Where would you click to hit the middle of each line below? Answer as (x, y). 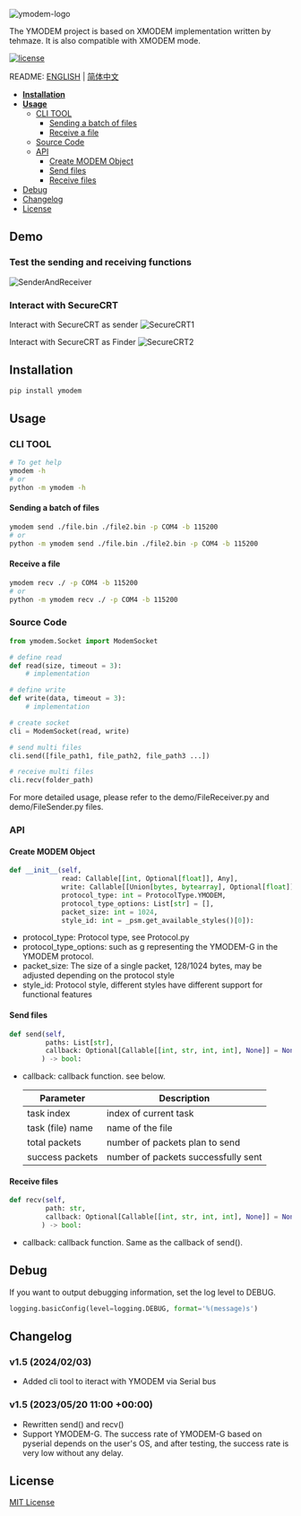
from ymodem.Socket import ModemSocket (84, 641)
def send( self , (38, 1034)
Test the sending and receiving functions (101, 263)
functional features (57, 995)
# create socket (39, 723)
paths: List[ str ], (80, 1042)
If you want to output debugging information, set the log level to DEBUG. (142, 1292)
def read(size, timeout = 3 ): (66, 666)
